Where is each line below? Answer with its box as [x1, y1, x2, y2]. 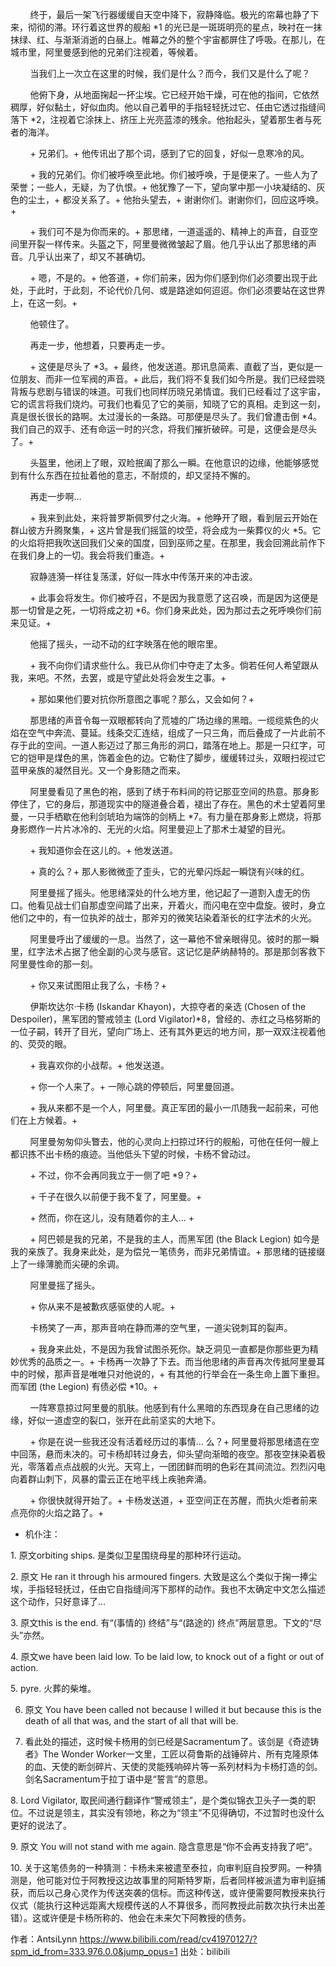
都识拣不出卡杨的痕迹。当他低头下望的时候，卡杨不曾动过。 [10, 1148, 256, 1160]
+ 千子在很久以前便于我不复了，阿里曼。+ [29, 1191, 202, 1202]
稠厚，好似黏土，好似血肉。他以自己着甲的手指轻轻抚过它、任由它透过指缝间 [10, 101, 326, 113]
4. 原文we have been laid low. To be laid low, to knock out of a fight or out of [10, 1651, 325, 1662]
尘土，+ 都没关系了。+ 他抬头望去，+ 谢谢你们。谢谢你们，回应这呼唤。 [27, 194, 325, 205]
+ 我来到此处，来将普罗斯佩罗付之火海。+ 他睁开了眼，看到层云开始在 [29, 512, 318, 523]
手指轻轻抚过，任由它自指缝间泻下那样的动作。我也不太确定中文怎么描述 [27, 1583, 326, 1595]
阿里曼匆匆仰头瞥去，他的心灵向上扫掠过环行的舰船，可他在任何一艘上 [29, 1136, 320, 1147]
